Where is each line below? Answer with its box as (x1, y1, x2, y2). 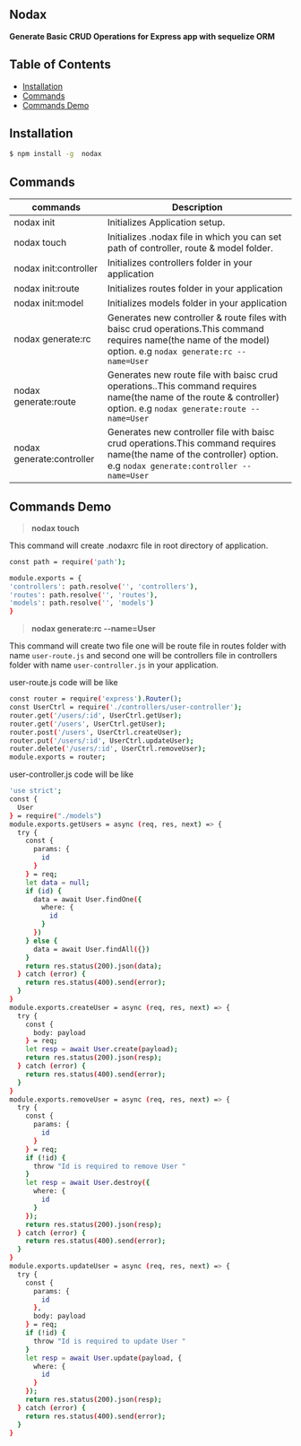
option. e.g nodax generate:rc (107, 345, 233, 358)
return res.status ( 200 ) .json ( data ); (25, 962, 163, 971)
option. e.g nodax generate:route (107, 403, 246, 415)
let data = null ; (25, 878, 90, 887)
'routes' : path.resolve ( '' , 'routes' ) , (9, 590, 159, 599)
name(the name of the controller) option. (107, 449, 279, 461)
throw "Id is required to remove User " (32, 1162, 186, 1171)
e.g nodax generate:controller (107, 459, 238, 472)
